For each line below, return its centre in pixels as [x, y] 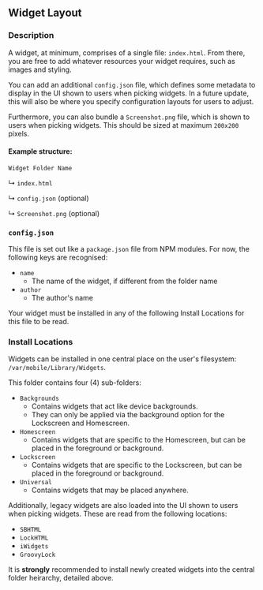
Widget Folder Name [40, 168]
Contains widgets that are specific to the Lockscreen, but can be [137, 465]
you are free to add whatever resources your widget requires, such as [122, 61]
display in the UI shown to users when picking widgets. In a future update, [129, 93]
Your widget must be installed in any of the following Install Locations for [126, 313]
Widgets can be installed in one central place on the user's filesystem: [122, 359]
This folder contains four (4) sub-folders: [75, 383]
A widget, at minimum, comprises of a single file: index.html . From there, [127, 52]
